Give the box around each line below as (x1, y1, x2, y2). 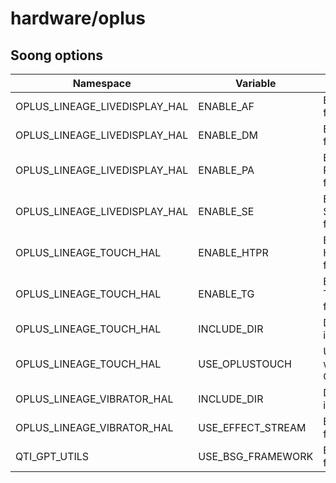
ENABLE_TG (198, 287, 255, 301)
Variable (235, 77, 277, 90)
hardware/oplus (10, 7, 146, 30)
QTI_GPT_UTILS (15, 450, 90, 463)
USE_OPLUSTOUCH (198, 357, 292, 371)
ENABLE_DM (198, 128, 258, 142)
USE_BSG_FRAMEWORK (198, 450, 314, 463)
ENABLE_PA (198, 163, 255, 177)
